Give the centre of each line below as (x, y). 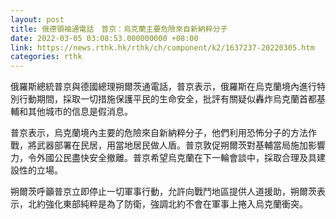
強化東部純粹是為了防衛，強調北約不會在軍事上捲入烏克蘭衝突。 (176, 204)
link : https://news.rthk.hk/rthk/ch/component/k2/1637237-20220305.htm (162, 47)
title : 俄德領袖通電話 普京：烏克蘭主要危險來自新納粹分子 (119, 29)
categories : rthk (46, 57)
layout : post (37, 19)
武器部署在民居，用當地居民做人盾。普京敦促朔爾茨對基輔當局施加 (172, 145)
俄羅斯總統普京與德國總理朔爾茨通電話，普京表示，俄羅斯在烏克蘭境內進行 (163, 87)
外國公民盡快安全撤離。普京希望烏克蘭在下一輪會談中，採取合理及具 (176, 158)
